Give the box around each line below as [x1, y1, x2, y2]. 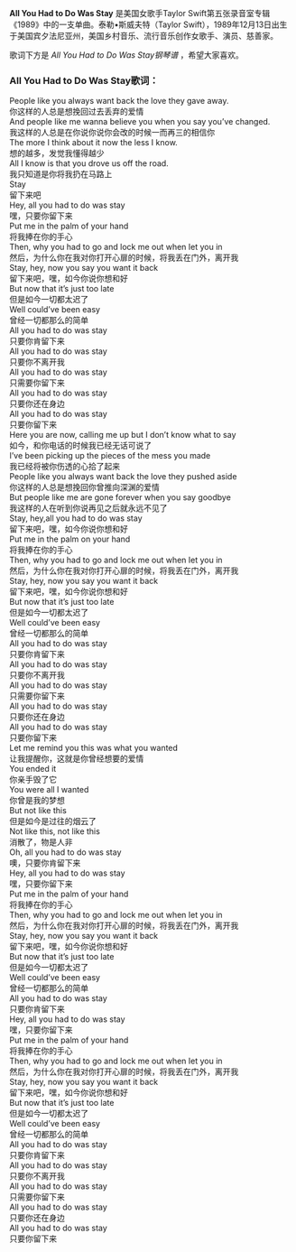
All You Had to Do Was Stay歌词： [9, 74, 160, 87]
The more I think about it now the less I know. [9, 137, 178, 148]
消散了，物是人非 [9, 837, 73, 848]
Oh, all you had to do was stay [9, 847, 122, 858]
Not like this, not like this [9, 826, 101, 837]
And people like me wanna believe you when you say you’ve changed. [9, 116, 271, 127]
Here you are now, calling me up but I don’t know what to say [9, 430, 236, 441]
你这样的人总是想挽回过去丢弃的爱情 [9, 107, 144, 117]
